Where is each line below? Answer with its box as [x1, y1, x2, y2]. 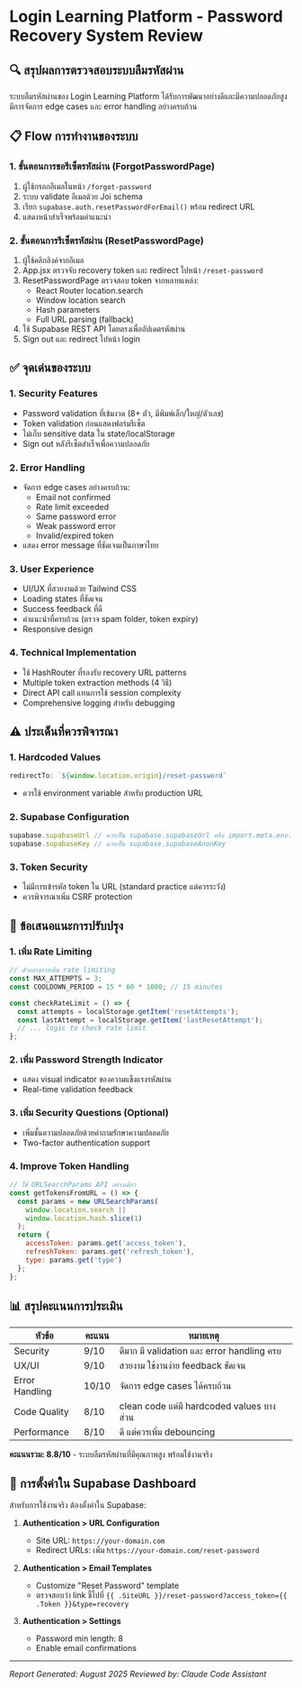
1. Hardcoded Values [9, 751, 102, 763]
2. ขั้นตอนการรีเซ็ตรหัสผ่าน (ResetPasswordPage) [9, 234, 204, 247]
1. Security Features [9, 388, 99, 400]
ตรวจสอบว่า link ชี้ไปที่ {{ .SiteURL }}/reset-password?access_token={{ [35, 1590, 288, 1601]
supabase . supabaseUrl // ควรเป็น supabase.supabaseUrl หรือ [9, 831, 225, 840]
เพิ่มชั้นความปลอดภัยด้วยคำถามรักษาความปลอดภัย [22, 1127, 169, 1137]
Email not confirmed [35, 491, 111, 502]
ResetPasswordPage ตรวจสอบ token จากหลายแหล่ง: [22, 275, 200, 286]
